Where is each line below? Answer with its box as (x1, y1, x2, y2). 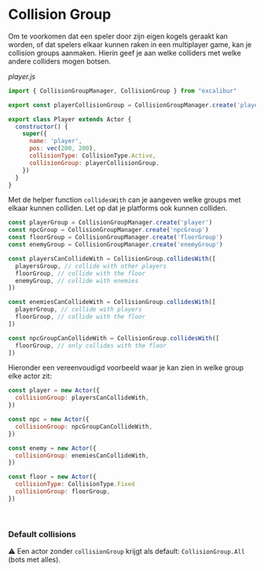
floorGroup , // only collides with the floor (15, 342, 167, 350)
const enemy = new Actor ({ (8, 444, 97, 452)
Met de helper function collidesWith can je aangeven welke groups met (8, 195, 241, 205)
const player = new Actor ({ (8, 386, 101, 394)
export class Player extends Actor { (8, 115, 132, 123)
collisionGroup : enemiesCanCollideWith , (15, 452, 149, 459)
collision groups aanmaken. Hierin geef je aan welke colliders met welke (8, 48, 241, 57)
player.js (8, 71, 36, 81)
